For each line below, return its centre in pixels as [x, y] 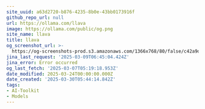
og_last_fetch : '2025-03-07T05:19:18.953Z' [63, 68]
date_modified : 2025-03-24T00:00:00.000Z [60, 74]
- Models [17, 96]
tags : [13, 85]
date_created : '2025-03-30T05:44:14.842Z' [61, 79]
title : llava [23, 40]
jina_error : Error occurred [42, 62]
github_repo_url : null [35, 18]
